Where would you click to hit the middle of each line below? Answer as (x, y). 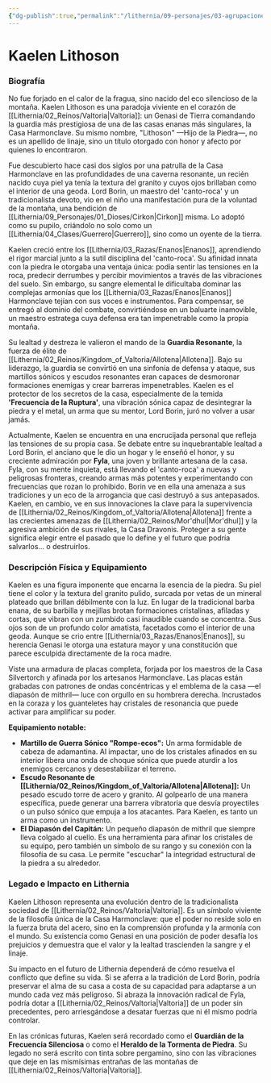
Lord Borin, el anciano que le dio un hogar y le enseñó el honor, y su (122, 452)
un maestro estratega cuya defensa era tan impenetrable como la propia (128, 319)
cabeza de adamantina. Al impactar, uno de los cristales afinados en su (138, 752)
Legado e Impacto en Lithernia (69, 884)
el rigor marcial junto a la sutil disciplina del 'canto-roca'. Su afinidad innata (133, 258)
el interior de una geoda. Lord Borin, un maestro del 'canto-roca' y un (124, 191)
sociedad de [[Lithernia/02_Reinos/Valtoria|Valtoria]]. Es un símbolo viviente (135, 910)
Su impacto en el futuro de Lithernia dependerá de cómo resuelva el (122, 968)
